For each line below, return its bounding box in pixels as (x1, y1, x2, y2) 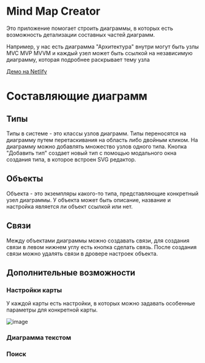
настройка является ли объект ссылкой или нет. (6, 203, 133, 210)
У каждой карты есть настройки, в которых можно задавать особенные (6, 300, 196, 307)
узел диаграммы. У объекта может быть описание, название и (6, 196, 171, 203)
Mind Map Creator (6, 4, 101, 18)
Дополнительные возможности (6, 268, 136, 278)
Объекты (6, 173, 43, 184)
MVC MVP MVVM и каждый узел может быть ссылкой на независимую (6, 49, 193, 56)
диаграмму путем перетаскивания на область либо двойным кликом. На (6, 136, 198, 143)
